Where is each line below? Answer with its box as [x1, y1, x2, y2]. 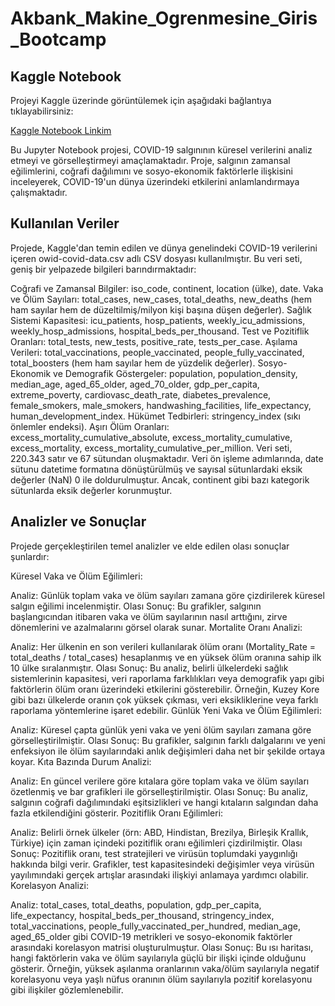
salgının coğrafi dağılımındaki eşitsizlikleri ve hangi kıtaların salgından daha [10, 796, 319, 808]
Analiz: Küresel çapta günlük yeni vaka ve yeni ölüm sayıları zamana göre [10, 723, 312, 736]
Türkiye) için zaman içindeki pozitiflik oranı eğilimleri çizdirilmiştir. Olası [10, 837, 303, 849]
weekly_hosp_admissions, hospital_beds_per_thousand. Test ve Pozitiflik [10, 325, 310, 337]
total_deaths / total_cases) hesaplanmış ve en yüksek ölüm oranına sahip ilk [10, 651, 322, 663]
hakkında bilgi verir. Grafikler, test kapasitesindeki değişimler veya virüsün [10, 858, 315, 870]
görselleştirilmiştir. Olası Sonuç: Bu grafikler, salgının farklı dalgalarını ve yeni [10, 734, 326, 746]
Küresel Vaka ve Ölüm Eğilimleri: [10, 570, 143, 582]
